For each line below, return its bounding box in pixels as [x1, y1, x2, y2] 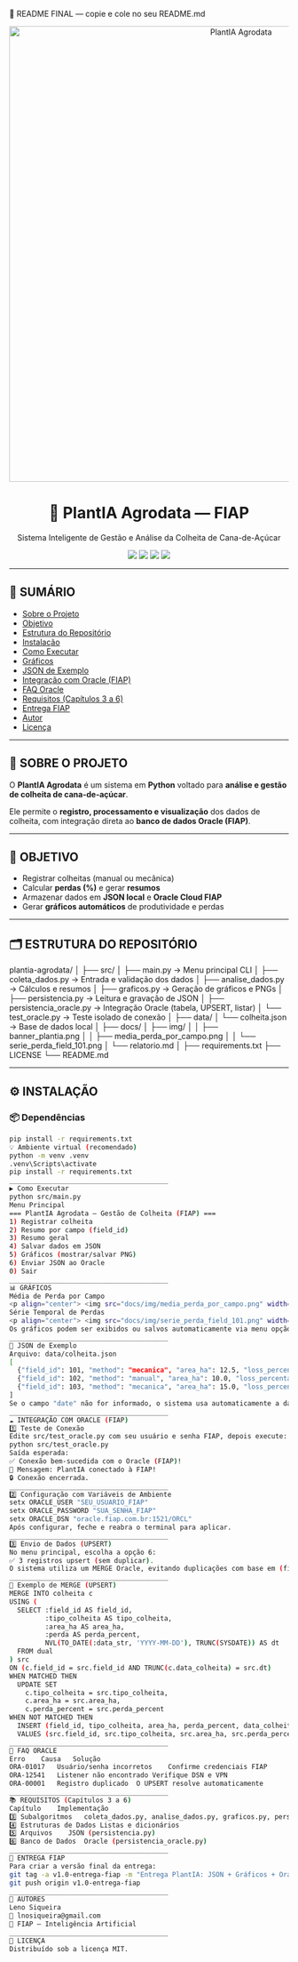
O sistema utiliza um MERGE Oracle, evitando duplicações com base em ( [9, 1565, 284, 1574]
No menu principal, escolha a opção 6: [9, 1548, 157, 1557]
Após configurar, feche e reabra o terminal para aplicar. [9, 1523, 232, 1532]
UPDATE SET [17, 1680, 58, 1689]
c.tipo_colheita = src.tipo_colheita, [25, 1688, 169, 1697]
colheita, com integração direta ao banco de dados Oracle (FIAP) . [9, 815, 251, 826]
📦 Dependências [9, 1111, 86, 1124]
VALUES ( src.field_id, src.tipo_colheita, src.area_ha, [17, 1729, 228, 1738]
